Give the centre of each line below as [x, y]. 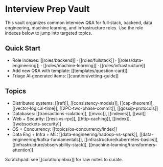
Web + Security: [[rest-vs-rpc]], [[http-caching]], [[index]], [71, 119]
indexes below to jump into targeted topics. [48, 33]
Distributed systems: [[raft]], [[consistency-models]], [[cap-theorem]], [83, 103]
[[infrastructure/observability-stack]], [50, 144]
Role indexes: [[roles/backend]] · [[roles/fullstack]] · [64, 60]
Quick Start [23, 48]
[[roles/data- [130, 60]
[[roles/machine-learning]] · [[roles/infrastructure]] [94, 65]
